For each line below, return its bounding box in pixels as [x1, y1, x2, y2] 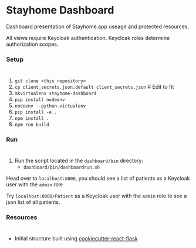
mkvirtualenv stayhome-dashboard [14, 91, 97, 97]
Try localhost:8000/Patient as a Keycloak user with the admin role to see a [6, 192, 187, 200]
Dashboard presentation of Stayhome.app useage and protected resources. [6, 23, 190, 30]
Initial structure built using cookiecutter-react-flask [14, 235, 138, 242]
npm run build [14, 122, 49, 128]
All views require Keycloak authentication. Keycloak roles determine [6, 34, 170, 41]
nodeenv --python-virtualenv [14, 103, 86, 109]
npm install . [14, 116, 49, 122]
